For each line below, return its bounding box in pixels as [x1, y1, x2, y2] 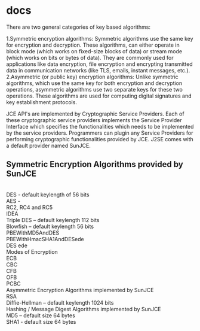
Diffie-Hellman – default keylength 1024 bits [6, 299, 114, 306]
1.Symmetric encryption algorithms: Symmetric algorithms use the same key [6, 35, 193, 42]
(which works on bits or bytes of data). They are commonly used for [6, 54, 174, 61]
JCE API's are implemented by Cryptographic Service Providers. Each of [6, 110, 184, 117]
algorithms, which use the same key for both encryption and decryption [6, 79, 183, 87]
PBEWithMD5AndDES [6, 229, 60, 236]
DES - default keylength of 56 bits [6, 191, 90, 198]
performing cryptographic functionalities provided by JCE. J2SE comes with [6, 135, 194, 142]
